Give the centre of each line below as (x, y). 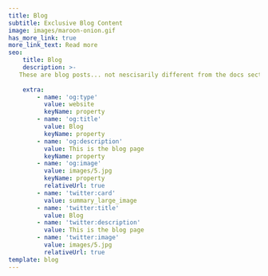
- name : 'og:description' (80, 141)
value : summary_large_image (90, 200)
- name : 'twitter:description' (89, 223)
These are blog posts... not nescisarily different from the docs (132, 75)
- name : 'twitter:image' (78, 238)
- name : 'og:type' (67, 97)
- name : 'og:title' (69, 119)
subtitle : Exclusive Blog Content (66, 23)
